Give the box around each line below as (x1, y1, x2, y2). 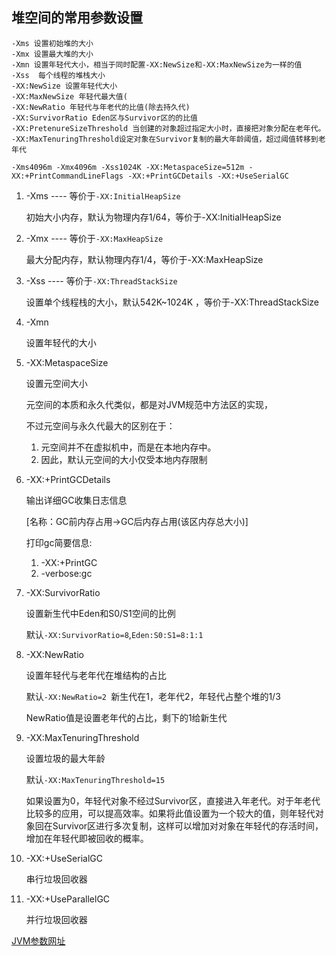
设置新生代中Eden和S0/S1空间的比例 (25, 607, 176, 619)
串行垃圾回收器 (25, 873, 88, 885)
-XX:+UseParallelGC (25, 893, 111, 905)
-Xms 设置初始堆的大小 (11, 38, 94, 48)
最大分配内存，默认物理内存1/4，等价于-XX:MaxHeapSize (25, 253, 264, 265)
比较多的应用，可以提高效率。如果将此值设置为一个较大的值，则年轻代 (25, 807, 316, 819)
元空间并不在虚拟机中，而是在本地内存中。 (40, 441, 217, 453)
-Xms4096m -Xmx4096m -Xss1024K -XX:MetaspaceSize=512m (11, 162, 245, 172)
